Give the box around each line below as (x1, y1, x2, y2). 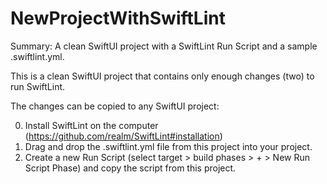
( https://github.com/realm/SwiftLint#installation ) (24, 130, 223, 142)
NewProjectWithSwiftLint (10, 7, 226, 30)
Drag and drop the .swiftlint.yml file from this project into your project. (24, 140, 313, 152)
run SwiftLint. (10, 80, 66, 92)
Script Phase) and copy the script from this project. (24, 162, 237, 174)
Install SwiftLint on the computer (24, 119, 159, 131)
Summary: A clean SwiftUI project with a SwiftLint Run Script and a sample (10, 40, 318, 52)
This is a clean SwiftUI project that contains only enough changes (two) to (10, 70, 315, 82)
